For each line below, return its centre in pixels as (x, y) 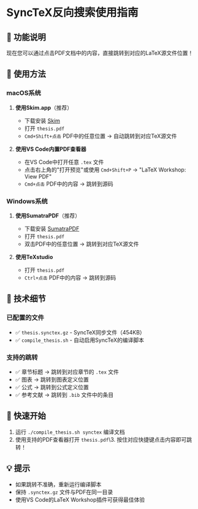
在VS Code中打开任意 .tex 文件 (64, 162)
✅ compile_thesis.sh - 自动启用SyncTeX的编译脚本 (79, 340)
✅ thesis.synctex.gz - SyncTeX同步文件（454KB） (80, 332)
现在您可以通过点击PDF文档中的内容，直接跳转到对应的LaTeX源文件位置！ (100, 53)
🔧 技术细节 (26, 299)
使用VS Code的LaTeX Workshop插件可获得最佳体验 (80, 499)
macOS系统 (24, 93)
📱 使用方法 (26, 74)
